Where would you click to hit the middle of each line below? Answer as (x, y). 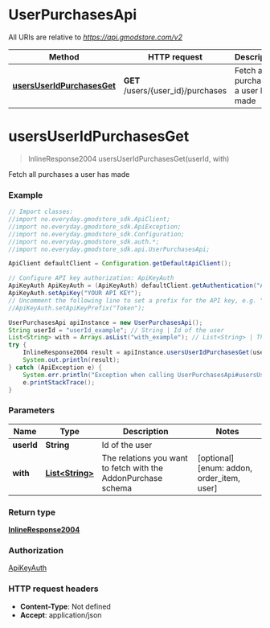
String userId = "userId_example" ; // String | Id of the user (117, 330)
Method (64, 56)
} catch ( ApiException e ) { (55, 367)
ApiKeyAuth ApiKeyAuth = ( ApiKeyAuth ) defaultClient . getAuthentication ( (133, 286)
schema (117, 488)
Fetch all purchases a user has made (69, 174)
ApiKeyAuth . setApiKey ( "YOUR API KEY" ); (75, 293)
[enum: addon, (225, 468)
